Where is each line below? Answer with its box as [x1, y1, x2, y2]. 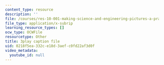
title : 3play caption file [5, 39, 60, 44]
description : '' [5, 12, 38, 17]
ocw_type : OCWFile [5, 30, 42, 35]
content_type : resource [5, 7, 54, 12]
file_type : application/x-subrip [5, 21, 73, 26]
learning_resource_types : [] [5, 25, 64, 30]
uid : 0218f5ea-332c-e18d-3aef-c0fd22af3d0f [5, 43, 95, 48]
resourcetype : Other [5, 35, 47, 40]
